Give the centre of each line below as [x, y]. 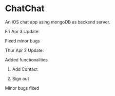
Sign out [20, 78]
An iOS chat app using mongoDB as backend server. [58, 22]
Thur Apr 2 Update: [24, 50]
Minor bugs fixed [22, 88]
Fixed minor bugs [23, 41]
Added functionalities [27, 59]
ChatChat [25, 9]
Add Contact [25, 69]
